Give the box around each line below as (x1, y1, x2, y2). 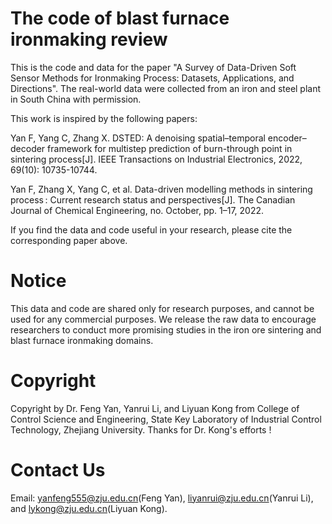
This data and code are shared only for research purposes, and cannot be (10, 302, 315, 314)
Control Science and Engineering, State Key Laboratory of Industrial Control (10, 413, 322, 425)
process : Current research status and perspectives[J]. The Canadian (10, 193, 296, 206)
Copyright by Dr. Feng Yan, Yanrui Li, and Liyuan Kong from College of (10, 402, 300, 414)
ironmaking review (10, 28, 168, 51)
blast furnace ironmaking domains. (10, 334, 154, 346)
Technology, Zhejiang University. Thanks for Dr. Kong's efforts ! (10, 423, 272, 436)
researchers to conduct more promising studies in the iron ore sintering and (10, 323, 322, 336)
